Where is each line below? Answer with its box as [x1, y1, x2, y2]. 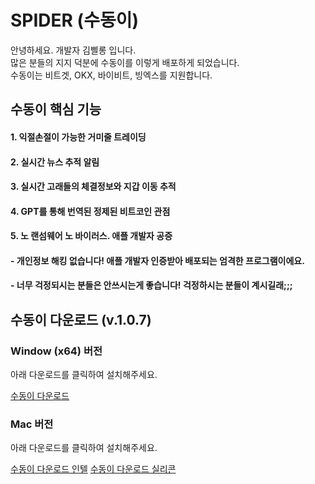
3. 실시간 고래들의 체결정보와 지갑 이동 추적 [10, 181, 177, 193]
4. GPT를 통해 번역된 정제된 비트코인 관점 [10, 205, 171, 217]
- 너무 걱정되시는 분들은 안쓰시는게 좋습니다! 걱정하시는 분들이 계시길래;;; [10, 279, 293, 291]
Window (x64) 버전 [10, 344, 103, 358]
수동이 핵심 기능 [10, 101, 102, 118]
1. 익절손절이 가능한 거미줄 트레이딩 [10, 131, 147, 143]
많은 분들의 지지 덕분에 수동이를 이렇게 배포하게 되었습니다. [10, 56, 240, 68]
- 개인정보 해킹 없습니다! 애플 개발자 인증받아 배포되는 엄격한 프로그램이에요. [10, 254, 305, 266]
